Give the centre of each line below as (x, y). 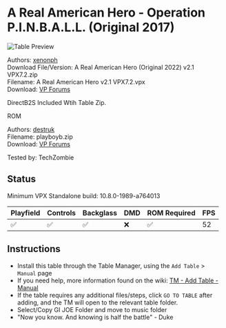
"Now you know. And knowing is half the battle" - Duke (95, 317)
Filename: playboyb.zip (40, 137)
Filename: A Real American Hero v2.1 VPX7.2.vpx (76, 81)
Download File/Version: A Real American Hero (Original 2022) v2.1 (101, 67)
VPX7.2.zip (22, 75)
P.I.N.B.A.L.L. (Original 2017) (91, 27)
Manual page (35, 273)
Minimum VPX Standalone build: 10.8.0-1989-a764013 (84, 195)
